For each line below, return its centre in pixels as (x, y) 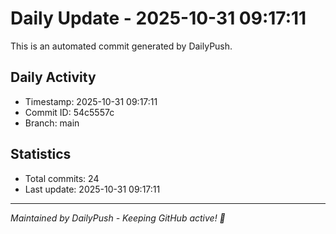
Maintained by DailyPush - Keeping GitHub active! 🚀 (118, 218)
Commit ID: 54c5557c (69, 112)
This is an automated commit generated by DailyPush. (121, 46)
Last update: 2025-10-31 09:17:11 (92, 189)
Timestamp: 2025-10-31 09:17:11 (91, 101)
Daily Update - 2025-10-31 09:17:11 (158, 18)
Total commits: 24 (62, 178)
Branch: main (52, 123)
